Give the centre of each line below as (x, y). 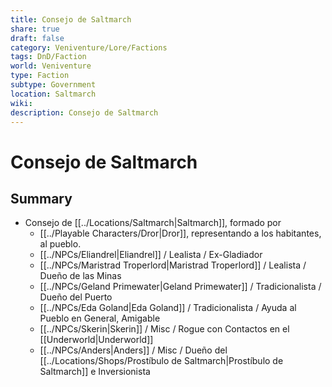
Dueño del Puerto (76, 297)
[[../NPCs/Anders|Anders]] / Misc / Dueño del (133, 350)
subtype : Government (53, 85)
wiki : (21, 103)
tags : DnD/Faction (48, 57)
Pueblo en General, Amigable (100, 318)
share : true (35, 29)
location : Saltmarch (53, 94)
